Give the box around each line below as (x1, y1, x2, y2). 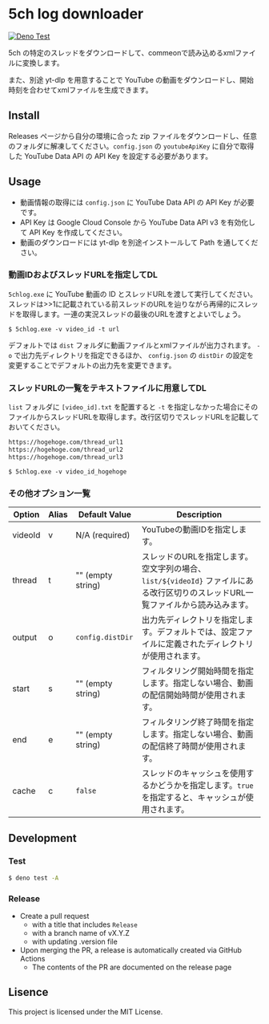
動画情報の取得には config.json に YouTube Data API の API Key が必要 (19, 197, 255, 207)
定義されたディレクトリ (165, 639, 254, 650)
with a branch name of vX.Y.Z (31, 928, 130, 937)
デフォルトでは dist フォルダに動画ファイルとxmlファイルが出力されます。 (8, 340, 255, 350)
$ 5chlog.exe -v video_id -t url (8, 325, 120, 333)
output (12, 632, 38, 643)
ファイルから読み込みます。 (149, 599, 254, 611)
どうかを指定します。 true (157, 780, 254, 791)
